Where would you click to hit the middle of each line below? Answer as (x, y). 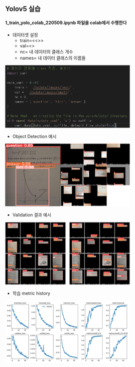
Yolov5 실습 (23, 9)
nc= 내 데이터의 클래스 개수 (46, 51)
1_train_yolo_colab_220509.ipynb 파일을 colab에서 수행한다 (66, 22)
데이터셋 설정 (25, 34)
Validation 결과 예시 (32, 214)
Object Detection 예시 (34, 136)
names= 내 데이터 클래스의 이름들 (53, 58)
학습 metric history (31, 293)
